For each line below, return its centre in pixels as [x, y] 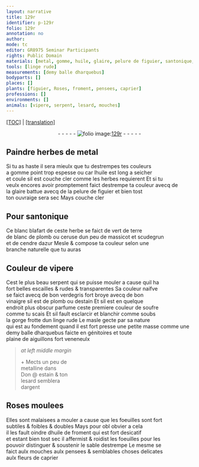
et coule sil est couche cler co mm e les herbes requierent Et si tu [84, 179]
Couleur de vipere [40, 268]
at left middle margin [46, 350]
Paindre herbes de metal [52, 152]
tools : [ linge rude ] [32, 67]
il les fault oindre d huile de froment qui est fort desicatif [74, 432]
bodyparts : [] [24, 78]
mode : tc [17, 45]
